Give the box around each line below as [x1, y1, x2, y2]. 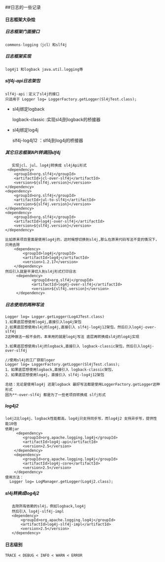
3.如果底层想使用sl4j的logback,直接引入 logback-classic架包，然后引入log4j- [5, 344, 154, 349]
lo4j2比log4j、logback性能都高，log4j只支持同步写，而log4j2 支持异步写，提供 [5, 416, 154, 421]
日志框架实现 [5, 53, 31, 59]
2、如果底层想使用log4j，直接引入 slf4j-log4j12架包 [5, 373, 104, 377]
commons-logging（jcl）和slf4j [5, 42, 67, 47]
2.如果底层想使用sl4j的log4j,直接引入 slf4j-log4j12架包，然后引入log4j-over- [5, 325, 157, 330]
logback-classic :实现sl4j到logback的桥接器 [12, 116, 101, 122]
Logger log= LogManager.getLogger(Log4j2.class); [9, 479, 113, 484]
